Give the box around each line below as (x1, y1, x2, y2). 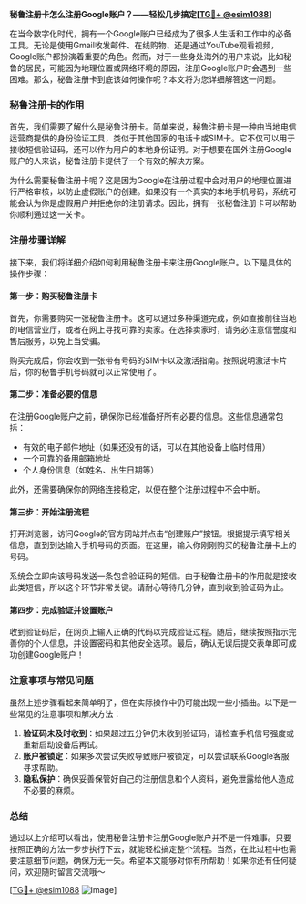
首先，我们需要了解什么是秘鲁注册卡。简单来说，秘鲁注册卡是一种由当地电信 (9, 121, 297, 132)
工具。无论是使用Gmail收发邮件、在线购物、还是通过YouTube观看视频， (9, 40, 280, 50)
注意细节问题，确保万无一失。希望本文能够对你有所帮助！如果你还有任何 (16, 855, 289, 866)
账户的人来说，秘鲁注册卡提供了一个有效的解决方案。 (9, 155, 209, 167)
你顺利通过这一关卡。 (9, 209, 89, 220)
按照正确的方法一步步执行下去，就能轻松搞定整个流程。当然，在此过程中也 (9, 844, 289, 854)
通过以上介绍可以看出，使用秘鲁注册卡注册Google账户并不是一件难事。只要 (9, 832, 292, 843)
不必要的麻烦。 (22, 785, 79, 795)
